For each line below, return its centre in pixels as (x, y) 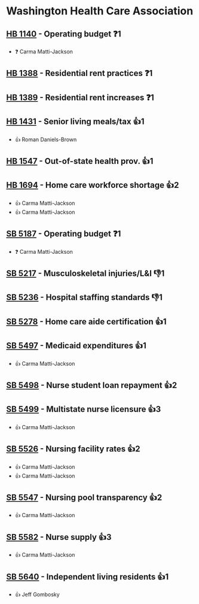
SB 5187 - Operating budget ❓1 (64, 234)
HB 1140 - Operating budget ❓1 (64, 34)
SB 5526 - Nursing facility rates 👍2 (73, 449)
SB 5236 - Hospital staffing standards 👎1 (85, 298)
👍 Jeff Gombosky (37, 594)
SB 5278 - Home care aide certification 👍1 (86, 321)
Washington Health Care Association (100, 11)
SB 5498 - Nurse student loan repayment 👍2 (92, 385)
